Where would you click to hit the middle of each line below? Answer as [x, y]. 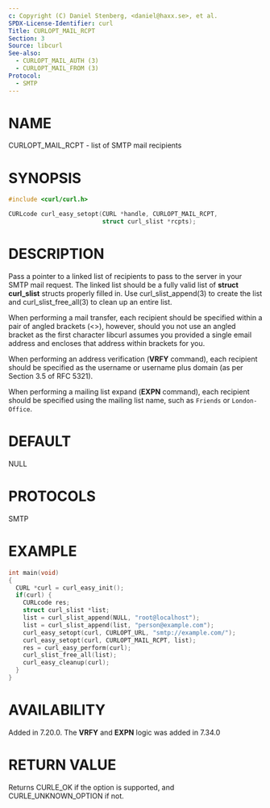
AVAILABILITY [57, 710]
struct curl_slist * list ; [66, 610]
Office [19, 409]
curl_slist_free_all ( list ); [70, 655]
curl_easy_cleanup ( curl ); [66, 663]
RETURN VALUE [62, 765]
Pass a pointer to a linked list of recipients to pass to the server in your [125, 276]
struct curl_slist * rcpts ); [149, 222]
